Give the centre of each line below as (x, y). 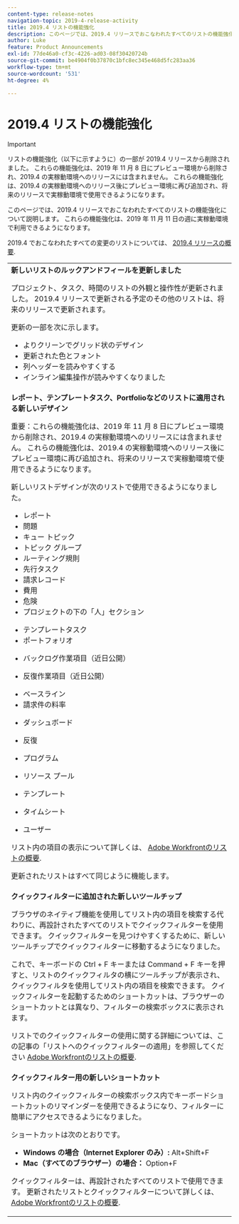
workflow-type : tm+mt (39, 67)
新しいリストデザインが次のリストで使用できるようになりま (111, 487)
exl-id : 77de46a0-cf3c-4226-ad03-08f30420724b (78, 54)
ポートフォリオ (48, 641)
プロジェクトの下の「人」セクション (84, 612)
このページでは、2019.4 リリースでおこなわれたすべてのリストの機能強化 (114, 210)
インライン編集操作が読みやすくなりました (94, 378)
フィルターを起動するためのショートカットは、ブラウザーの (125, 996)
